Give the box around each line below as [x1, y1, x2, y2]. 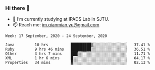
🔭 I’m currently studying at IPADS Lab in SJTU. [12, 16, 110, 22]
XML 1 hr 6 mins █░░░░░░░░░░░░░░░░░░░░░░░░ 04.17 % [5, 56, 150, 61]
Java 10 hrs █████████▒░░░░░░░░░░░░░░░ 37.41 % [5, 43, 150, 48]
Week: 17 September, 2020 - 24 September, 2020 [5, 33, 108, 39]
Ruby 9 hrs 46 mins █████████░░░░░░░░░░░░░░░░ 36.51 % [5, 47, 150, 52]
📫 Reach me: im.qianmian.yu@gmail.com [12, 22, 99, 28]
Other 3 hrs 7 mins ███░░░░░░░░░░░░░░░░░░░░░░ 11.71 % [5, 51, 150, 56]
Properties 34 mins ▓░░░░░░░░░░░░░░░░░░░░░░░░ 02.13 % [5, 60, 150, 65]
